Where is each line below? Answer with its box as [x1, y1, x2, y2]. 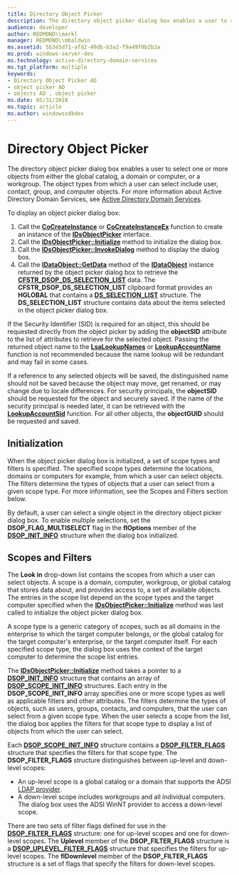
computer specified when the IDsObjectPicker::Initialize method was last [7, 601, 224, 610]
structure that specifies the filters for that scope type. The [7, 749, 178, 757]
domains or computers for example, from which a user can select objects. [7, 472, 224, 480]
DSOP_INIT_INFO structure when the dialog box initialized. [7, 531, 179, 540]
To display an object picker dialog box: [7, 208, 121, 217]
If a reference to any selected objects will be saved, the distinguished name [7, 371, 229, 380]
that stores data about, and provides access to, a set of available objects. [7, 586, 222, 595]
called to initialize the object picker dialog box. [7, 608, 144, 617]
